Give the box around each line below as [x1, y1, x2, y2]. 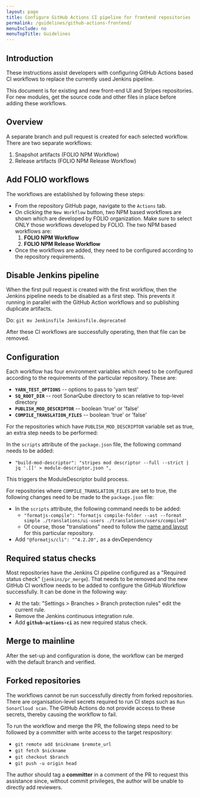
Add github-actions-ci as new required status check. [14, 619, 148, 626]
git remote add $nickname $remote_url [14, 741, 112, 747]
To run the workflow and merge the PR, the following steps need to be [6, 722, 179, 729]
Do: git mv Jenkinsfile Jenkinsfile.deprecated [6, 317, 126, 324]
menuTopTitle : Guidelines [6, 31, 70, 37]
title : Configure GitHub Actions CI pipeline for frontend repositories [6, 14, 191, 20]
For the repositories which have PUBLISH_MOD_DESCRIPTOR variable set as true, [6, 423, 194, 430]
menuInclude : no [6, 25, 47, 32]
